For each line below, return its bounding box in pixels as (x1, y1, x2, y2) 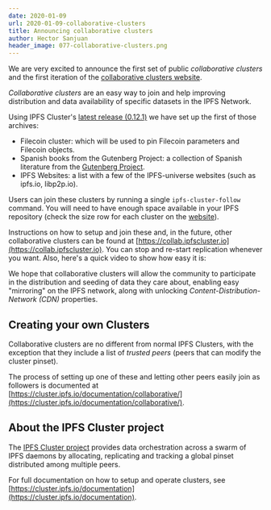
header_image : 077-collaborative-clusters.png (8, 42, 168, 50)
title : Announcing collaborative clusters (8, 27, 153, 35)
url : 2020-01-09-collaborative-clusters (8, 19, 147, 27)
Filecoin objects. (19, 145, 75, 155)
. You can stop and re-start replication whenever (102, 245, 263, 255)
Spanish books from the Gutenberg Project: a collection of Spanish (19, 154, 243, 164)
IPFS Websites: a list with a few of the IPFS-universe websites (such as (19, 171, 256, 180)
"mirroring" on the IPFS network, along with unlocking (8, 286, 188, 296)
